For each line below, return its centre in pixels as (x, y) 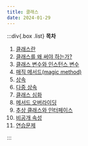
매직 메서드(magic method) (49, 71)
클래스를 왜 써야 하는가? (44, 56)
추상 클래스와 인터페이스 (44, 110)
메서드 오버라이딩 (36, 102)
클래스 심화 (29, 95)
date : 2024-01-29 (29, 18)
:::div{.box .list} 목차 (32, 36)
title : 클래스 (23, 12)
